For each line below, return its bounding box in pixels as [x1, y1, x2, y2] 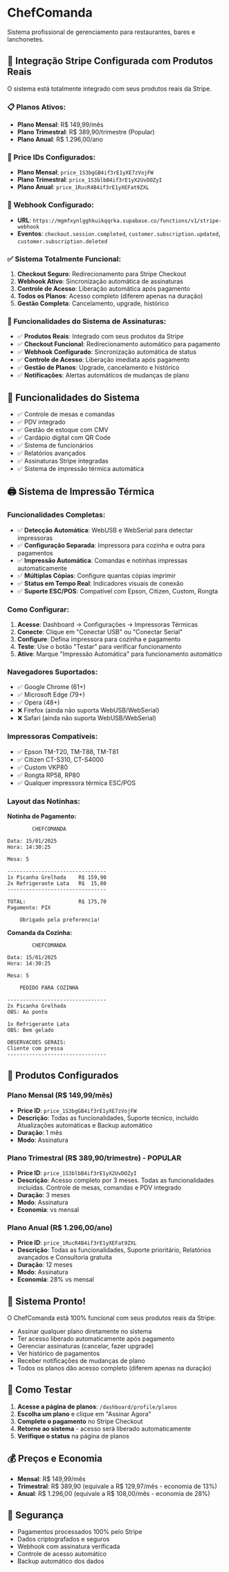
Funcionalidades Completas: [7, 510, 106, 520]
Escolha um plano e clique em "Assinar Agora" [17, 1409, 152, 1418]
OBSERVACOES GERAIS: [7, 1039, 67, 1046]
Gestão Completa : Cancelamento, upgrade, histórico [17, 299, 170, 307]
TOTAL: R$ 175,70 [7, 898, 107, 905]
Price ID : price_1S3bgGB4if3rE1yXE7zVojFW [17, 1106, 137, 1114]
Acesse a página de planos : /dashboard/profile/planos [17, 1402, 178, 1411]
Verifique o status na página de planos [17, 1431, 129, 1440]
